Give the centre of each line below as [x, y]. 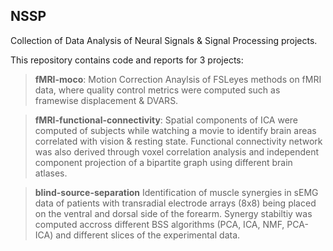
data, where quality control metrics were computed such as [157, 90]
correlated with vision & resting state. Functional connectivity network [178, 141]
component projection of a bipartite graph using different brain [163, 162]
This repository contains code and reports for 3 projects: [127, 60]
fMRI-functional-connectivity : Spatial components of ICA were [166, 120]
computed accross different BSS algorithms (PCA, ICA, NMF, [159, 224]
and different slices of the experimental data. [148, 235]
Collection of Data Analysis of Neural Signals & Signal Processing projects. [164, 40]
